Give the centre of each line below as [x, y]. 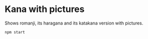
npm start [15, 32]
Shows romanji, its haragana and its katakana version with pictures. [74, 23]
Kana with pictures [44, 9]
